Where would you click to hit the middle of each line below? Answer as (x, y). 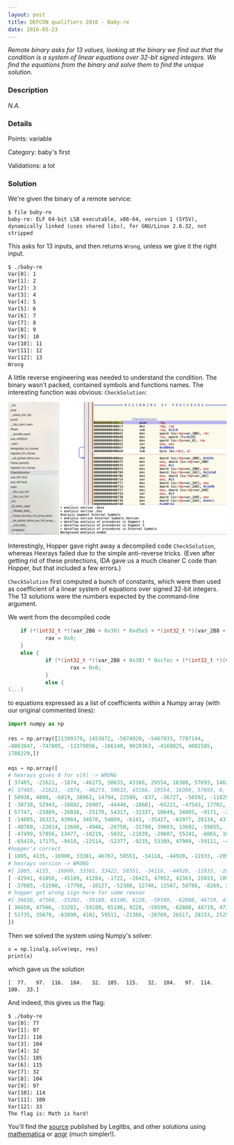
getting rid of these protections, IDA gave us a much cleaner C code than (112, 561)
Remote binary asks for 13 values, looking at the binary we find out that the (116, 50)
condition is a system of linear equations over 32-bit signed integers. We (112, 57)
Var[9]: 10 (24, 337)
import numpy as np (36, 724)
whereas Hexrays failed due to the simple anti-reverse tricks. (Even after (111, 553)
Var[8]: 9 (22, 330)
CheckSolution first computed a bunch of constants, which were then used (115, 582)
